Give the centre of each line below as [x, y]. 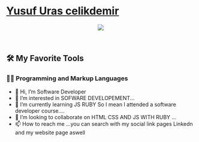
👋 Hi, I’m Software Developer [50, 92]
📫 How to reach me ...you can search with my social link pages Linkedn [104, 123]
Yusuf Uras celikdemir [63, 11]
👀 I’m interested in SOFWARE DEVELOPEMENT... [75, 98]
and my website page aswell [50, 132]
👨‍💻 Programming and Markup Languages [67, 78]
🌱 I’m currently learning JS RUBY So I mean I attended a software [96, 104]
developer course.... [40, 111]
